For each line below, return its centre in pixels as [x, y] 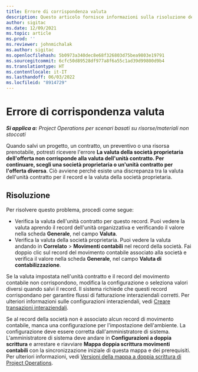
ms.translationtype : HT [35, 66]
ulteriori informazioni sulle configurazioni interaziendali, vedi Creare [88, 301]
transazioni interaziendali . [37, 307]
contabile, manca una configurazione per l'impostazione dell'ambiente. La [96, 325]
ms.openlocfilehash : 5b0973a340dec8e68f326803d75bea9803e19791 [85, 55]
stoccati [16, 134]
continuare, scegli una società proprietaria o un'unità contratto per [90, 164]
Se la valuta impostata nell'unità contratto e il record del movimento [88, 276]
